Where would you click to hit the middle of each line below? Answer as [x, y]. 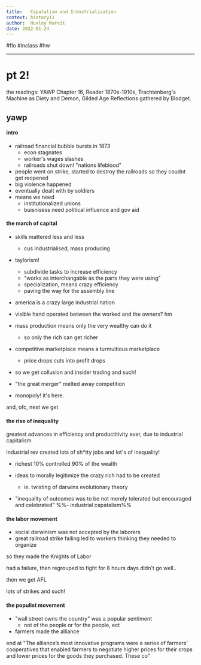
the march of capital [32, 223]
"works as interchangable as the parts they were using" [92, 278]
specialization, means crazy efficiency [71, 284]
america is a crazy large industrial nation [65, 302]
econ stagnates [43, 152]
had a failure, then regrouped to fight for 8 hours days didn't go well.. [91, 568]
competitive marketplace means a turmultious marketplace [87, 349]
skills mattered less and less [50, 236]
